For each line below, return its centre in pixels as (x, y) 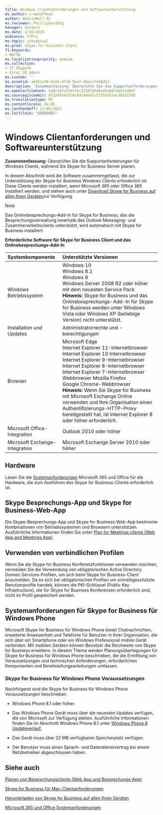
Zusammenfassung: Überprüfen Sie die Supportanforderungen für (72, 161)
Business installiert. (24, 230)
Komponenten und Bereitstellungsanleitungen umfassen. (62, 666)
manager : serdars (23, 28)
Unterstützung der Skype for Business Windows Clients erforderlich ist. (76, 180)
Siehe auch (22, 768)
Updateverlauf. (27, 729)
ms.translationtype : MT (29, 100)
